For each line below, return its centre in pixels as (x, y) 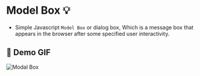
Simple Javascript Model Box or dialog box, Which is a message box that (104, 27)
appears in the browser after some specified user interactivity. (92, 34)
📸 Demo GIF (29, 52)
